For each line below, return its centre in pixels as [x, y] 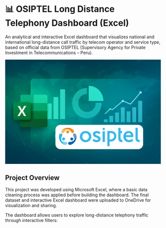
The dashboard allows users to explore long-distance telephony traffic [77, 215]
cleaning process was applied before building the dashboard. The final [77, 195]
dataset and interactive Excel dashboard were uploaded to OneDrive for [78, 200]
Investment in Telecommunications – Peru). [49, 53]
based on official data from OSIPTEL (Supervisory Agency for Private [75, 47]
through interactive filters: [31, 221]
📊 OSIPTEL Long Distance [60, 9]
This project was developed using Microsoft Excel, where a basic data [76, 190]
